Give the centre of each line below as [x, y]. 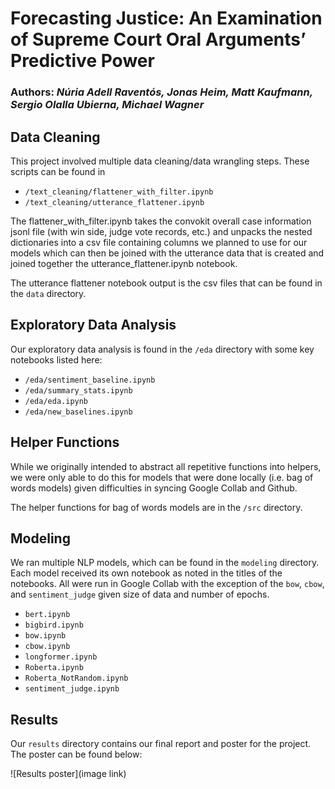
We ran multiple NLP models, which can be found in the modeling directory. [165, 563]
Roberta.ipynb [54, 668]
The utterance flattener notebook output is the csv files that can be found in [166, 283]
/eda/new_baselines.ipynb [78, 412]
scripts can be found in [58, 171]
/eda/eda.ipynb [56, 401]
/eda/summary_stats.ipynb [78, 390]
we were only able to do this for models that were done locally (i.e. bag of [162, 477]
